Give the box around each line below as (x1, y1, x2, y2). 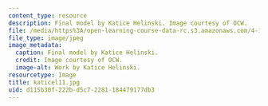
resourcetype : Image (8, 71, 77, 79)
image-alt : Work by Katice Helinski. (15, 64, 141, 72)
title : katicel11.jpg (8, 78, 81, 86)
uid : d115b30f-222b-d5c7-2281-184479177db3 (8, 85, 156, 94)
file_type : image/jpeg (8, 33, 84, 42)
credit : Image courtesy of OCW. (15, 57, 124, 65)
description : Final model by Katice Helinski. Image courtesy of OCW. (8, 19, 248, 27)
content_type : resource (8, 11, 88, 20)
